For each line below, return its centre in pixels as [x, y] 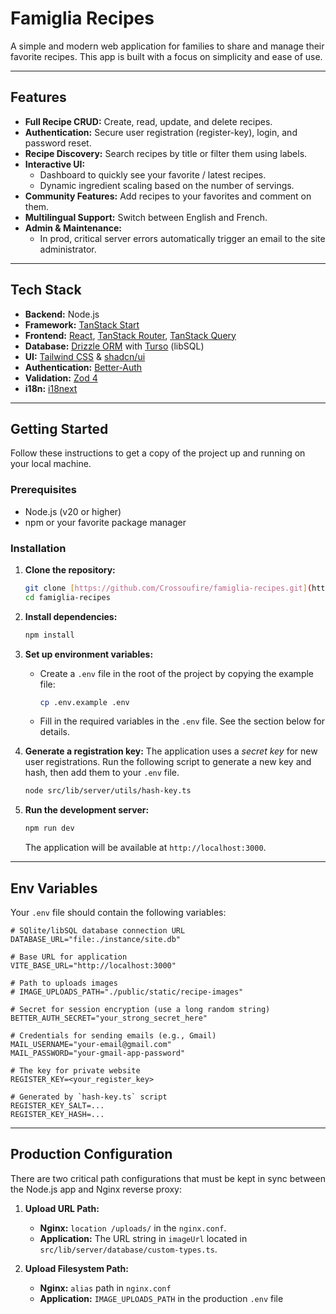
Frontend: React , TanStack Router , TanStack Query [130, 335]
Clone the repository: [70, 569]
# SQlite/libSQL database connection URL [98, 931]
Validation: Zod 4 [61, 378]
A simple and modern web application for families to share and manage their [167, 46]
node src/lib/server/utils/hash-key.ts [108, 791]
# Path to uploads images [64, 983]
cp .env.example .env [84, 702]
